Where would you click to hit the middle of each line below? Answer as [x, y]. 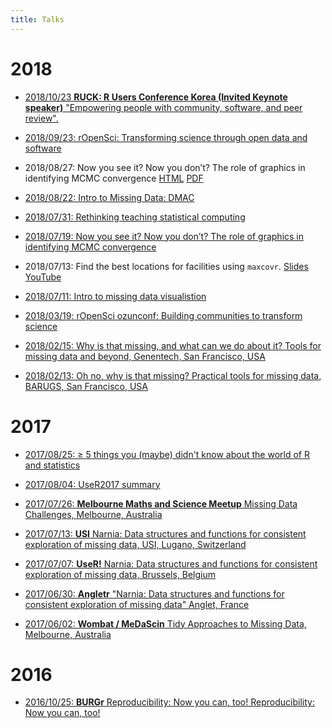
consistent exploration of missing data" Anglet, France [137, 604]
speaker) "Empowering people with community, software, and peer [163, 107]
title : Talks [37, 19]
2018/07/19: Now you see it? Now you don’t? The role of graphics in [164, 236]
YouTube [43, 277]
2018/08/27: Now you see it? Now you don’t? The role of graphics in [165, 167]
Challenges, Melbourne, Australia [93, 514]
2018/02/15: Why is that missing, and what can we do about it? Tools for [173, 345]
